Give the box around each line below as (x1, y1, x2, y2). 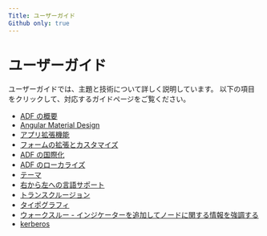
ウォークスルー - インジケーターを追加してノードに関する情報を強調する (19, 210, 259, 220)
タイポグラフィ (19, 200, 70, 210)
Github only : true (8, 19, 70, 27)
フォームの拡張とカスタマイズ (19, 140, 119, 149)
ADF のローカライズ (19, 160, 86, 169)
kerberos (19, 219, 51, 229)
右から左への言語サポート (19, 180, 105, 189)
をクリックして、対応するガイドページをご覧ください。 (8, 94, 191, 104)
